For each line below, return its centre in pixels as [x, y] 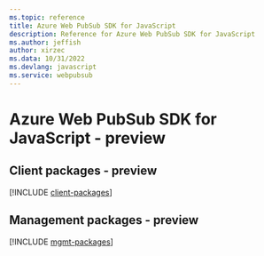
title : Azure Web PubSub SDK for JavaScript [93, 26]
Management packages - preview [104, 220]
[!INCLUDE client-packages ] [61, 192]
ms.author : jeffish [45, 42]
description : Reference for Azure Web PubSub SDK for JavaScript [132, 34]
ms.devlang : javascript [53, 68]
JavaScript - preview [88, 138]
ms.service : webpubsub [51, 76]
